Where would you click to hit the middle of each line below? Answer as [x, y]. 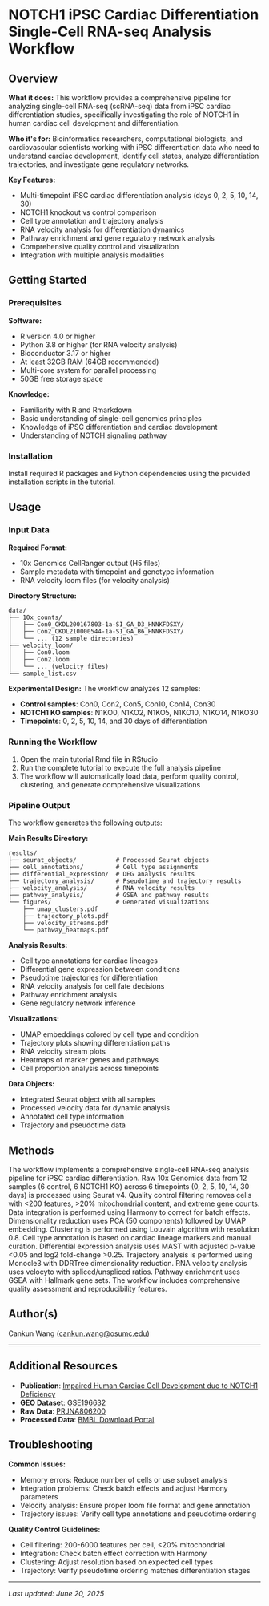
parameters [39, 1496]
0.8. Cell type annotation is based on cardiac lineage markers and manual [129, 1238]
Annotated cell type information [72, 1117]
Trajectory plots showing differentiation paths [95, 1043]
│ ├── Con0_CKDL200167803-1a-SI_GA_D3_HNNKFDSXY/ [96, 624]
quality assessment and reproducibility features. [88, 1289]
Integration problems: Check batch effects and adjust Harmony [124, 1488]
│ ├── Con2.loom [39, 659]
